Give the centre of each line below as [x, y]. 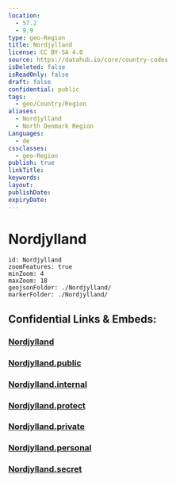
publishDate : [30, 192]
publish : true [32, 163]
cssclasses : [28, 148]
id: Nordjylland [35, 260]
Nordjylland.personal [50, 448]
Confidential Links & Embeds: [82, 319]
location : [25, 15]
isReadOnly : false [38, 75]
